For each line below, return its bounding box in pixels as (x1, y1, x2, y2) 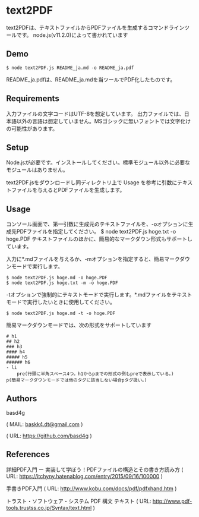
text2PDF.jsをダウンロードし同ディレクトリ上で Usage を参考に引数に (6, 179, 178, 186)
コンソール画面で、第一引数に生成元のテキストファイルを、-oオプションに (6, 220, 188, 228)
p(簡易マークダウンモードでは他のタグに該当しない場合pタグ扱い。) (6, 377, 147, 383)
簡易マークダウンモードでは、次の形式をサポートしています (6, 321, 152, 329)
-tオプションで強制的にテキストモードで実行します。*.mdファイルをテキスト (6, 291, 192, 298)
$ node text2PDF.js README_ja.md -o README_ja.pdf (6, 65, 134, 71)
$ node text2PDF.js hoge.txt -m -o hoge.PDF (6, 280, 118, 286)
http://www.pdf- (152, 497, 192, 505)
